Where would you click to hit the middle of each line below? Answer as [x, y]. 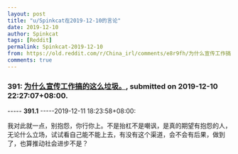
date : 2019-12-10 [33, 27]
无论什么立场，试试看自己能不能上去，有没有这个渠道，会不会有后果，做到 [116, 135]
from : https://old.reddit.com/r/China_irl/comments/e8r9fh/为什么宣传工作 [117, 54]
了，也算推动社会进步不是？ [48, 143]
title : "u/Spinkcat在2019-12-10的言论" [64, 21]
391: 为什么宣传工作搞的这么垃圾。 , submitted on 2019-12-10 [113, 86]
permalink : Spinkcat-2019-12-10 [55, 47]
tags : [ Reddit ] [30, 40]
